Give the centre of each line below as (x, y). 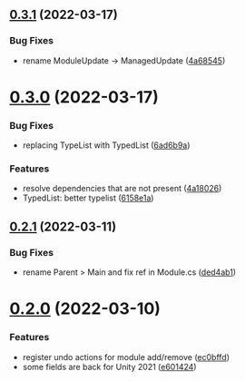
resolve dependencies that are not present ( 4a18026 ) (122, 189)
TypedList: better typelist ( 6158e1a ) (88, 198)
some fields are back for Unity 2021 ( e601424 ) (109, 366)
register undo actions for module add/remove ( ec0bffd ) (126, 357)
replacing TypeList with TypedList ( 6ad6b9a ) (106, 145)
